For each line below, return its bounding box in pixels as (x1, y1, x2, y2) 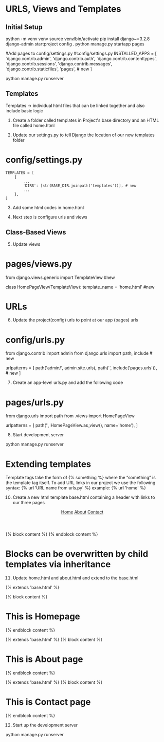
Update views (12, 241, 40, 247)
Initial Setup (5, 23, 43, 31)
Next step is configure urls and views (12, 214, 88, 220)
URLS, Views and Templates (5, 3, 121, 15)
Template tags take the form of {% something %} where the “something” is (5, 475, 156, 481)
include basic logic (5, 107, 43, 113)
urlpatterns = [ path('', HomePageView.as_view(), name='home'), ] (5, 423, 138, 428)
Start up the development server (12, 722, 78, 728)
